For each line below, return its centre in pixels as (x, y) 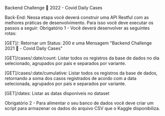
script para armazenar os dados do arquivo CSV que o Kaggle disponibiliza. (82, 108)
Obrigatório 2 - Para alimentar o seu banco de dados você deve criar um (79, 103)
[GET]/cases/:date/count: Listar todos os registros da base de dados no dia (82, 58)
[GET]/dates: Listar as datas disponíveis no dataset (57, 93)
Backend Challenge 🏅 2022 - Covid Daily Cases (54, 8)
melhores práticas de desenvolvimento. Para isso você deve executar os (79, 23)
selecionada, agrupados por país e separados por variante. (65, 83)
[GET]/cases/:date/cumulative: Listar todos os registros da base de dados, (81, 73)
